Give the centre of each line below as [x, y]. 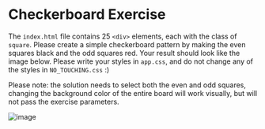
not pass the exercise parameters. [64, 101]
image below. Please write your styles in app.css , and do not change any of [131, 61]
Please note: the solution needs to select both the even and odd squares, [127, 85]
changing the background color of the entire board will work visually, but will [133, 93]
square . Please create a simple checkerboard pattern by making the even [127, 44]
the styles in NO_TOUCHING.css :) [59, 69]
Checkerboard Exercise [87, 15]
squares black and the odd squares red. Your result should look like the [124, 53]
